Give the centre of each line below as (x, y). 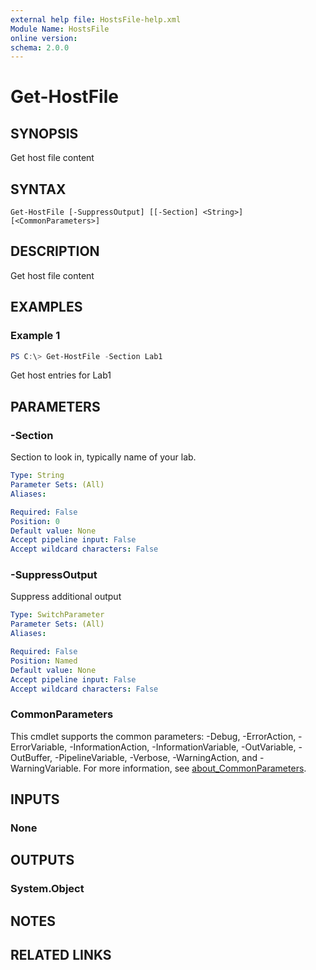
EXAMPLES (46, 307)
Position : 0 (35, 521)
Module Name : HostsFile (60, 29)
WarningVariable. (46, 768)
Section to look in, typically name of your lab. (103, 457)
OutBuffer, (31, 757)
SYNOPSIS (44, 133)
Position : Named (44, 661)
